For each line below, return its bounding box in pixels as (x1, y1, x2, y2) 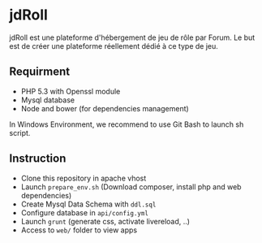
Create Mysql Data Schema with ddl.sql (20, 199, 157, 209)
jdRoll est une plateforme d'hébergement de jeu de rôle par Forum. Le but (9, 33, 256, 42)
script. (9, 128, 31, 137)
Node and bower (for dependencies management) (20, 103, 189, 113)
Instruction (9, 152, 67, 166)
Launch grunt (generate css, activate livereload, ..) (20, 216, 190, 226)
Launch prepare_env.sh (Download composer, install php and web (20, 181, 242, 192)
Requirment (9, 65, 71, 79)
